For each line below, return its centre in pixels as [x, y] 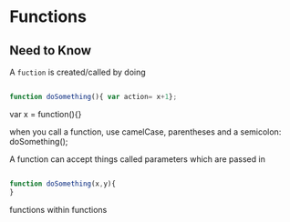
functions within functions [58, 209]
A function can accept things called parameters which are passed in [138, 159]
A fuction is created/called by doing [78, 72]
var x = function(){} [46, 114]
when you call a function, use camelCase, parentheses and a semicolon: [145, 131]
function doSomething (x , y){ [63, 184]
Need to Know [51, 50]
